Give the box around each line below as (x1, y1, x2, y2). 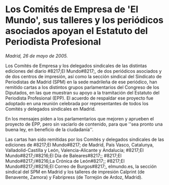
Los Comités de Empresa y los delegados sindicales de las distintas (5, 63, 147, 69)
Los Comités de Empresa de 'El (5, 4, 138, 15)
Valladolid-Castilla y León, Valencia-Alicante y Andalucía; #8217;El (5, 147, 144, 153)
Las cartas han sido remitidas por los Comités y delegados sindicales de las (5, 136, 164, 142)
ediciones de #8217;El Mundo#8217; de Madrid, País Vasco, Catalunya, (5, 141, 154, 148)
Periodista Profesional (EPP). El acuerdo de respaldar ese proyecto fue (5, 95, 154, 101)
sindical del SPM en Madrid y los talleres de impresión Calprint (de (5, 169, 145, 175)
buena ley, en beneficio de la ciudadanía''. (5, 126, 94, 133)
